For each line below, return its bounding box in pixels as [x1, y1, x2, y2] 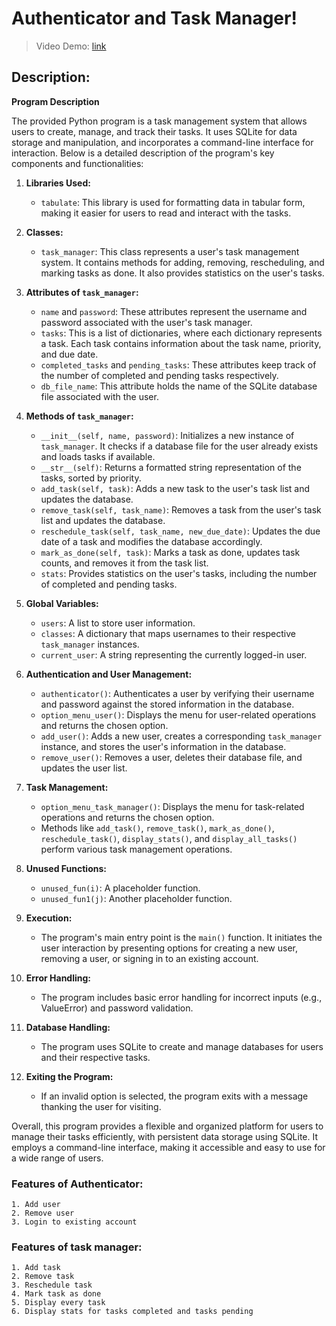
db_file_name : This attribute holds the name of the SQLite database [40, 380, 318, 392]
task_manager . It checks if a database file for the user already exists [40, 440, 319, 452]
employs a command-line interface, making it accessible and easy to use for [11, 1141, 326, 1153]
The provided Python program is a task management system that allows [11, 115, 308, 127]
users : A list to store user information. [40, 617, 196, 629]
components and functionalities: [11, 157, 144, 169]
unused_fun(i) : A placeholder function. [40, 882, 201, 894]
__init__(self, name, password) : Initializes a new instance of [40, 429, 295, 441]
